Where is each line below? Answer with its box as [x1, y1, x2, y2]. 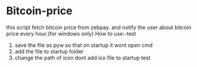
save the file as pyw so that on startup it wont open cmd [14, 42, 153, 49]
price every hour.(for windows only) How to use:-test [6, 30, 136, 37]
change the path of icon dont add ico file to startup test [14, 54, 151, 61]
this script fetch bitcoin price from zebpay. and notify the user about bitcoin [6, 24, 192, 31]
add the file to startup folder [14, 47, 84, 55]
